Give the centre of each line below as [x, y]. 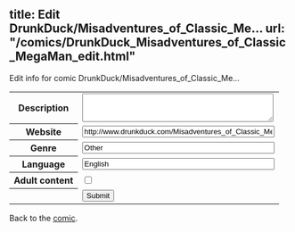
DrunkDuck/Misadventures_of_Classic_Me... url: [147, 29]
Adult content [44, 180]
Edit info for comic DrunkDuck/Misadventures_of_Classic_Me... [125, 78]
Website [44, 132]
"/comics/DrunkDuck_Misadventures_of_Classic [148, 42]
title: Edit [35, 15]
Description [44, 108]
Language [43, 164]
